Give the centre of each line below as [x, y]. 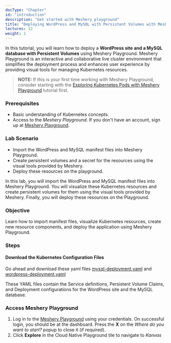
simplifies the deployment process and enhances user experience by [78, 64]
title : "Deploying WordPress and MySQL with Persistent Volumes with [81, 24]
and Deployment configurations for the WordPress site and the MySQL [79, 290]
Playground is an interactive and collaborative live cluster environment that [83, 59]
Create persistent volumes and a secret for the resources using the [83, 160]
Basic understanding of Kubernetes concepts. [61, 114]
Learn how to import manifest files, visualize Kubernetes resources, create [83, 221]
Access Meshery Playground [42, 308]
